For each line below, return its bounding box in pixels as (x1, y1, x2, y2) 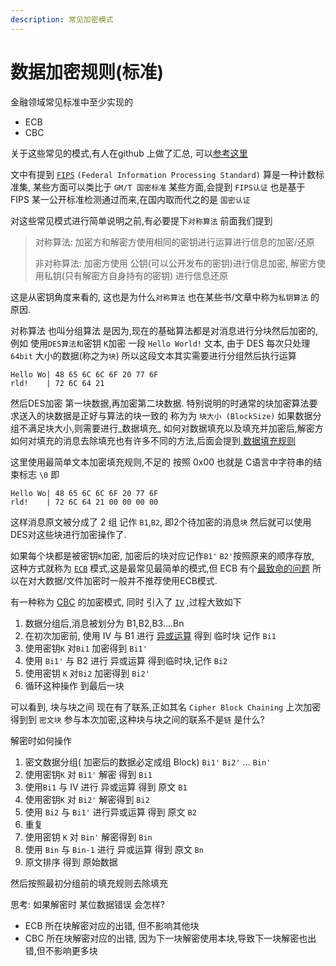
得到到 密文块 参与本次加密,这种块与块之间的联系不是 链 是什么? (10, 713, 265, 725)
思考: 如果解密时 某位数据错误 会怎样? (10, 898, 166, 910)
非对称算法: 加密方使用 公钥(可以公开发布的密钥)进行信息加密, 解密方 (34, 257, 317, 269)
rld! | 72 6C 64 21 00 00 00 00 (10, 497, 159, 507)
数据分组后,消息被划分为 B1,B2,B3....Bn (24, 617, 185, 629)
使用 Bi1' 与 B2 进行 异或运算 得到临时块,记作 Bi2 (24, 654, 228, 666)
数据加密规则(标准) (10, 61, 165, 83)
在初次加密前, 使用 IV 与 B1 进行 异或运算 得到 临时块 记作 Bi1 (24, 629, 277, 641)
